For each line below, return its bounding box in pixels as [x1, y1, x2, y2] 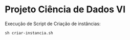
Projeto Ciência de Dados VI [5, 4, 126, 15]
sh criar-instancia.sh [5, 30, 53, 35]
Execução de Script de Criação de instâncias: [5, 21, 101, 27]
